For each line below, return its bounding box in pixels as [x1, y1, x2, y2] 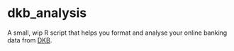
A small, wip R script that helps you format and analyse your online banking [7, 28, 228, 37]
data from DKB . [7, 35, 52, 44]
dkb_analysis [7, 5, 87, 21]
